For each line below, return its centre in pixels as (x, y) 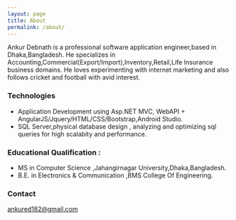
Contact (22, 194)
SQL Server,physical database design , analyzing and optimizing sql (117, 126)
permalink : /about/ (36, 27)
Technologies (31, 96)
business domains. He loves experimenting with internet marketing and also (118, 70)
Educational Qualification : (54, 152)
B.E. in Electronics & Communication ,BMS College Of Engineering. (115, 175)
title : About (27, 21)
